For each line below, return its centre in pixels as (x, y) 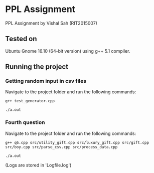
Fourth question (25, 122)
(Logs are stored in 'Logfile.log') (38, 165)
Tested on (21, 39)
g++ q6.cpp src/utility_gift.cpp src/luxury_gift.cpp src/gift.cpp (77, 142)
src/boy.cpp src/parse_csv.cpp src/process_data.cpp (61, 147)
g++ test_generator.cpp (30, 101)
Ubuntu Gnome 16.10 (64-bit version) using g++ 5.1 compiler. (68, 51)
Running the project (37, 67)
